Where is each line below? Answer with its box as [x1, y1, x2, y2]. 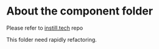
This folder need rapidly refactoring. [6, 36, 97, 43]
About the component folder [6, 4, 154, 18]
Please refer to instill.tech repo [6, 24, 83, 31]
